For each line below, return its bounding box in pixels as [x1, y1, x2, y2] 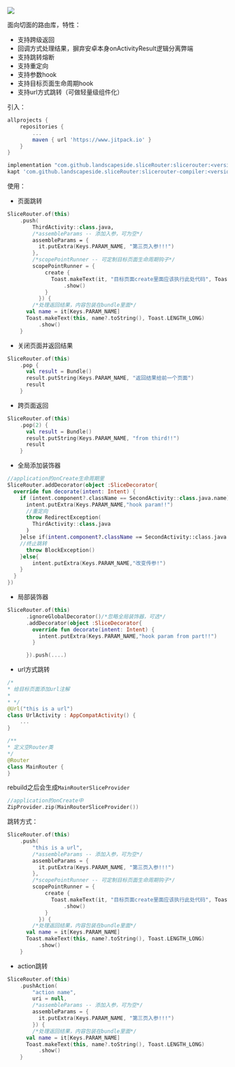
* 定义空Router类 [7, 744, 54, 751]
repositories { [20, 123, 64, 130]
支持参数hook [17, 71, 57, 78]
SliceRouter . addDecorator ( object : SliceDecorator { [7, 482, 158, 489]
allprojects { [7, 117, 49, 124]
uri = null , [32, 995, 68, 1003]
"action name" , [32, 989, 77, 996]
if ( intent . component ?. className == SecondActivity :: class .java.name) [20, 494, 230, 501]
